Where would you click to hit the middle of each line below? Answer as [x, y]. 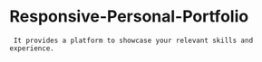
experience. [32, 48]
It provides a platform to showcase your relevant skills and [133, 40]
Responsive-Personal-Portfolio [129, 17]
